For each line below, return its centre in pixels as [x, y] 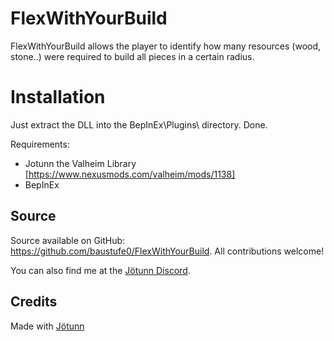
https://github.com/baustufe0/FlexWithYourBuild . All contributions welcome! [167, 251]
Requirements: [40, 144]
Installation [58, 97]
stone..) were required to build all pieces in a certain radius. [132, 56]
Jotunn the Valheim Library [80, 163]
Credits [34, 302]
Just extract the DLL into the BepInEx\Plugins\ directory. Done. [139, 124]
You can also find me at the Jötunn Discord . [100, 270]
